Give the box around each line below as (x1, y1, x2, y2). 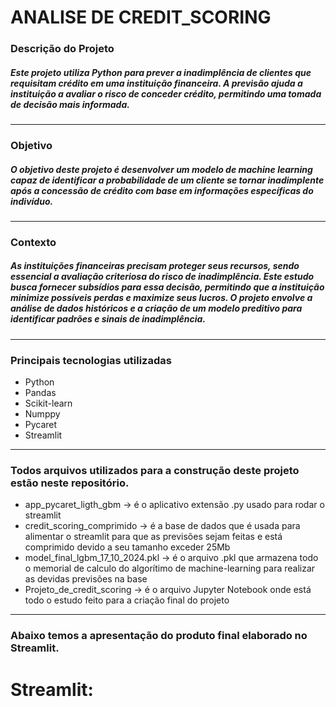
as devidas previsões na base (24, 573, 148, 585)
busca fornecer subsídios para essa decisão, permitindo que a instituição (10, 281, 325, 293)
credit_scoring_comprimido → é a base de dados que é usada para (24, 520, 301, 532)
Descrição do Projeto (10, 42, 115, 56)
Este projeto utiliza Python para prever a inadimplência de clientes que (10, 66, 312, 78)
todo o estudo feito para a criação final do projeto (24, 594, 230, 606)
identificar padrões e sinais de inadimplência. (10, 313, 207, 325)
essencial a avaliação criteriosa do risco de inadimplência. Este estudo (10, 271, 315, 283)
